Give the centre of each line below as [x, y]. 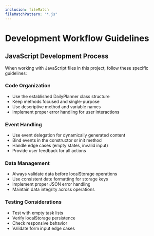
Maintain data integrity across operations [53, 189]
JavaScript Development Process [57, 56]
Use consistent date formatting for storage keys [60, 179]
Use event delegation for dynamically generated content [69, 135]
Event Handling [24, 124]
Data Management [28, 163]
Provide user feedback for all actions [49, 151]
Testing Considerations [33, 202]
